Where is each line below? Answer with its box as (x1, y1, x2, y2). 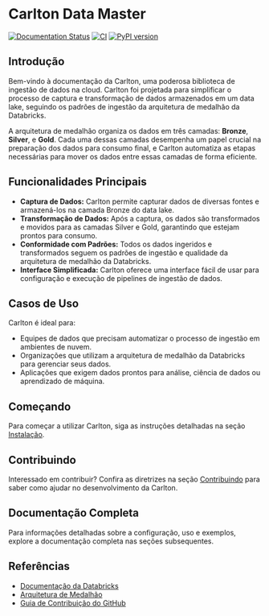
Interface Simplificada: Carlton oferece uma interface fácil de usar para (19, 265, 259, 275)
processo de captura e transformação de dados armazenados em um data (8, 93, 255, 103)
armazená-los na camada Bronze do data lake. (19, 205, 175, 214)
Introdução (8, 55, 65, 68)
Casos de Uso (8, 296, 79, 310)
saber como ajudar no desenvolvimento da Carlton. (8, 483, 178, 492)
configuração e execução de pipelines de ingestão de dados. (19, 273, 223, 283)
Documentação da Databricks (19, 581, 119, 590)
